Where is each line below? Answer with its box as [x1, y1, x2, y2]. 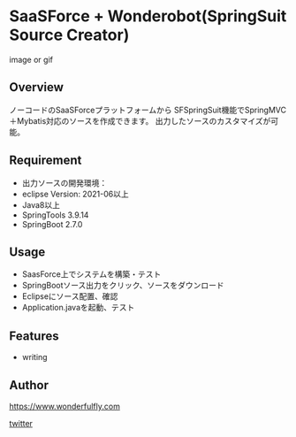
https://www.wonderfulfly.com [9, 401, 121, 411]
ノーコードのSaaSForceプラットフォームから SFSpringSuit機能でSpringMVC [9, 104, 287, 115]
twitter [9, 418, 34, 428]
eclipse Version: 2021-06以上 [21, 188, 130, 199]
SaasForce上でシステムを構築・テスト [21, 269, 162, 280]
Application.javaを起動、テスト [21, 303, 135, 313]
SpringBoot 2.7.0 [21, 218, 83, 229]
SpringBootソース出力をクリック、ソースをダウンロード [21, 280, 224, 291]
